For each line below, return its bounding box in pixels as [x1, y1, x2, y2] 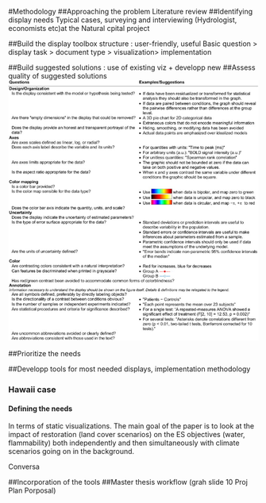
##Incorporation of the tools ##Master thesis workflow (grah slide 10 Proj [8, 478, 249, 487]
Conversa [8, 462, 40, 471]
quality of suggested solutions [8, 71, 107, 80]
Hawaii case [8, 384, 57, 395]
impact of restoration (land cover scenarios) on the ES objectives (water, [8, 430, 245, 440]
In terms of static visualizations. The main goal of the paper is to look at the [8, 421, 255, 431]
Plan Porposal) [8, 486, 56, 495]
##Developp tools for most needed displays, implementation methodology [8, 364, 251, 374]
